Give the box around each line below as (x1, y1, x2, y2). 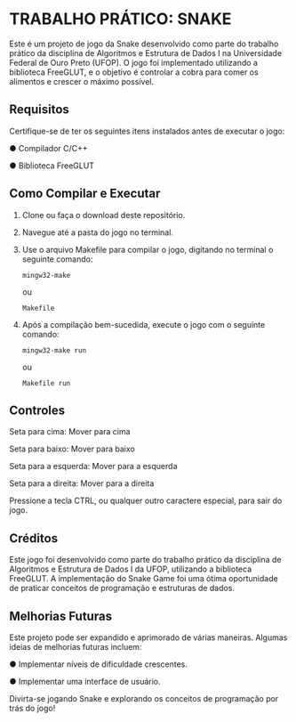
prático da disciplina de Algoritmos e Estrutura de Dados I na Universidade (9, 47, 283, 58)
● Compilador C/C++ (9, 142, 89, 153)
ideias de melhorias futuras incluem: (9, 642, 142, 652)
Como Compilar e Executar (9, 186, 161, 201)
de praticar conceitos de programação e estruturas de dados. (9, 583, 236, 594)
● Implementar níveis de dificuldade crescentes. (9, 659, 188, 669)
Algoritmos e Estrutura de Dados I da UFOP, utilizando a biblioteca (9, 564, 252, 574)
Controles (9, 402, 66, 418)
